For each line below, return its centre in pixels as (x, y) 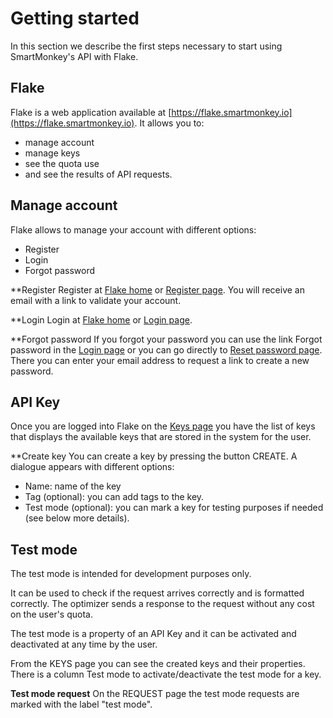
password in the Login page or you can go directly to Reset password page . (166, 349)
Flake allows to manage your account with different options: (133, 229)
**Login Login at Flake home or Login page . (101, 319)
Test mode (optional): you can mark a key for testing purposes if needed (174, 508)
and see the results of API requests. (98, 174)
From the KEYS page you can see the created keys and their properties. (158, 664)
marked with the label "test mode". (81, 704)
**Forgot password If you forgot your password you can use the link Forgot (166, 339)
